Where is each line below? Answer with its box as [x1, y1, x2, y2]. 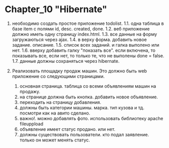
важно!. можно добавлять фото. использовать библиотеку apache [19, 115, 163, 121]
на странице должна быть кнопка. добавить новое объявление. [19, 94, 158, 100]
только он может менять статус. [19, 137, 91, 143]
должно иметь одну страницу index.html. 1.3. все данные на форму [12, 31, 157, 37]
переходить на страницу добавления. [19, 99, 102, 105]
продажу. [19, 88, 40, 94]
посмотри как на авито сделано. [19, 110, 91, 116]
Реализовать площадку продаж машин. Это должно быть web [12, 67, 147, 74]
